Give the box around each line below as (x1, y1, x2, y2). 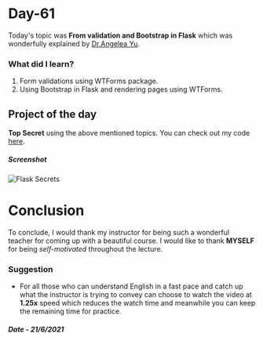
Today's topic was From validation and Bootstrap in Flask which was (8, 31, 233, 40)
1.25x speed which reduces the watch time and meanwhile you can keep (19, 299, 256, 308)
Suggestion (8, 263, 53, 274)
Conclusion (8, 201, 85, 219)
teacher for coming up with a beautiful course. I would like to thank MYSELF (8, 236, 255, 245)
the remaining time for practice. (19, 307, 122, 316)
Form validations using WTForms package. (19, 76, 159, 86)
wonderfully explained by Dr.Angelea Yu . (8, 38, 140, 48)
